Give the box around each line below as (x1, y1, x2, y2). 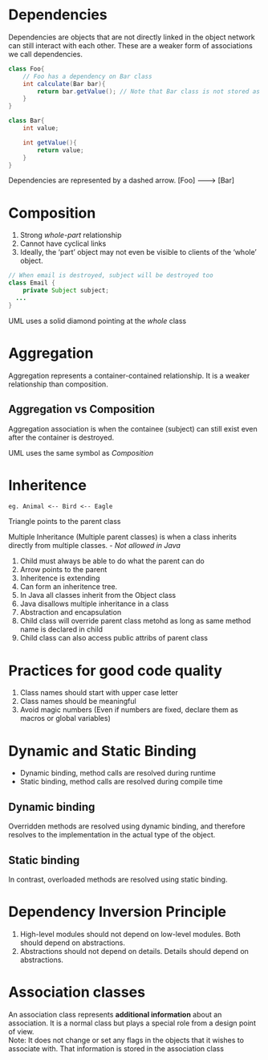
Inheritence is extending (19, 573, 100, 583)
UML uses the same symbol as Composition (8, 448, 154, 457)
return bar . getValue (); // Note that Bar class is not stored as (37, 87, 261, 96)
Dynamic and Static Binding (8, 742, 197, 760)
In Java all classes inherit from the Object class (19, 591, 177, 600)
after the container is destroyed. (8, 432, 115, 442)
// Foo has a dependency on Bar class (22, 72, 152, 80)
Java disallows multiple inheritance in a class (19, 599, 169, 608)
